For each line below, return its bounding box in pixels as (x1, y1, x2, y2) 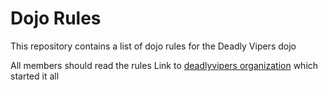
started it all (10, 70, 60, 82)
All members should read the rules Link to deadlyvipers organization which (10, 59, 319, 71)
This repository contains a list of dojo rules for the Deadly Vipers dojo (10, 40, 297, 52)
